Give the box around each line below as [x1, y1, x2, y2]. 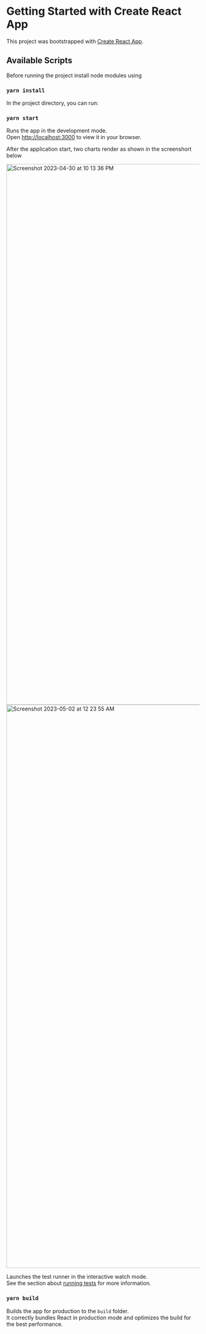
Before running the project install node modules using [6, 72, 142, 79]
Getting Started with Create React [6, 4, 182, 18]
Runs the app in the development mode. [6, 127, 107, 134]
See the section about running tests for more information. [6, 1279, 151, 1287]
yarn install [6, 87, 45, 94]
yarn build [6, 1295, 39, 1302]
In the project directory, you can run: [6, 99, 99, 107]
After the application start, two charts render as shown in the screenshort [6, 145, 192, 153]
